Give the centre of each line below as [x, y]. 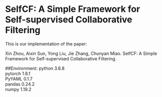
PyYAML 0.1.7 [19, 79]
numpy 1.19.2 [18, 89]
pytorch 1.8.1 [18, 73]
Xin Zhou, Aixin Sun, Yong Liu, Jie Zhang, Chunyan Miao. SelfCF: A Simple [81, 53]
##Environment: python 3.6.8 [35, 68]
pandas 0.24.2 [20, 84]
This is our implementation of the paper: [46, 44]
